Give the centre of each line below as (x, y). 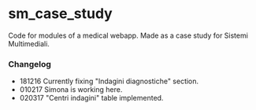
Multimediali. (29, 43)
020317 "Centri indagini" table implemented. (91, 98)
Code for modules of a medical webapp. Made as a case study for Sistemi (128, 35)
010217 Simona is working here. (71, 90)
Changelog (30, 64)
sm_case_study (60, 14)
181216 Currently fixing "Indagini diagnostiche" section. (109, 81)
